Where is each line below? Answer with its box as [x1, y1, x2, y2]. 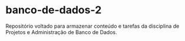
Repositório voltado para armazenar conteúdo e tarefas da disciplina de [5, 23, 180, 29]
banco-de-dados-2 [5, 3, 102, 17]
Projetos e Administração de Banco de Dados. [5, 28, 117, 35]
